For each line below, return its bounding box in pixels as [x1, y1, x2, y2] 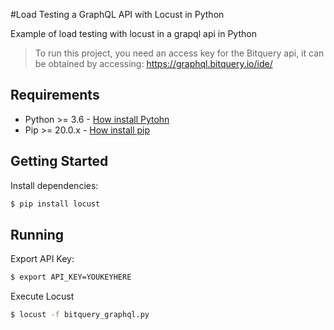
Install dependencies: [10, 179, 99, 191]
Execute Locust [10, 290, 75, 303]
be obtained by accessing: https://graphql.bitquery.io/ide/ [34, 58, 273, 69]
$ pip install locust [10, 199, 101, 209]
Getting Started [10, 153, 109, 170]
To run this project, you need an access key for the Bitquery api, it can [34, 47, 325, 59]
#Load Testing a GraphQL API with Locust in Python [10, 9, 225, 20]
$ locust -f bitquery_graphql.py [10, 310, 150, 320]
